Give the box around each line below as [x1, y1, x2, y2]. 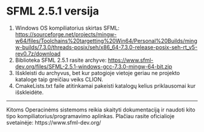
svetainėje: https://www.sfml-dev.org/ [6, 119, 101, 126]
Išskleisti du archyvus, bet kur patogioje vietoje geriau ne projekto [15, 69, 180, 76]
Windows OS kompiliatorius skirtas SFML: [15, 24, 120, 31]
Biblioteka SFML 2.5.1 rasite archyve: [15, 56, 107, 64]
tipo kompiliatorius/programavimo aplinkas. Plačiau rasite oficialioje [6, 112, 175, 119]
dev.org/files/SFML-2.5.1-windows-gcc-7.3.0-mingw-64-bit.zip [15, 62, 172, 70]
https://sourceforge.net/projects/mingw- [15, 30, 117, 38]
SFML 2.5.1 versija [6, 4, 99, 18]
